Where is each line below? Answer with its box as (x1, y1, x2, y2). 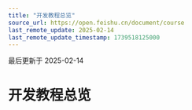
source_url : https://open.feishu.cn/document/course (8, 19, 185, 27)
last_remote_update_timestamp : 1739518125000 (8, 33, 160, 42)
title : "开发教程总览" (8, 11, 76, 20)
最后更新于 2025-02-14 (8, 56, 84, 65)
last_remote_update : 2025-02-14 (8, 26, 114, 34)
